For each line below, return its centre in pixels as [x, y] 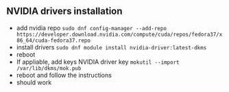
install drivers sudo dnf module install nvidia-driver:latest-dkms [111, 47]
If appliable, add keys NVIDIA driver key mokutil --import [98, 62]
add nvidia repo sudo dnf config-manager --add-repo [92, 27]
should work [34, 82]
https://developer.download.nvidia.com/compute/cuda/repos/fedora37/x [119, 34]
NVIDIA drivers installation [64, 11]
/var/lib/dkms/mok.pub [49, 68]
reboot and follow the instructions [64, 75]
